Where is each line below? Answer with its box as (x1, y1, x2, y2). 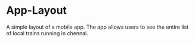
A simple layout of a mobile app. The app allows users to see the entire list (6, 23, 189, 30)
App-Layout (6, 4, 67, 17)
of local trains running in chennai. (6, 29, 88, 36)
